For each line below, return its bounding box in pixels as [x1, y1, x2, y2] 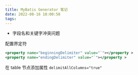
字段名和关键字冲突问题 [12, 30, 60, 36]
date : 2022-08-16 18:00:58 [5, 12, 61, 17]
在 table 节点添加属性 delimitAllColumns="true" [5, 65, 103, 71]
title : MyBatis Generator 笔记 [5, 7, 68, 12]
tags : [5, 16, 16, 21]
